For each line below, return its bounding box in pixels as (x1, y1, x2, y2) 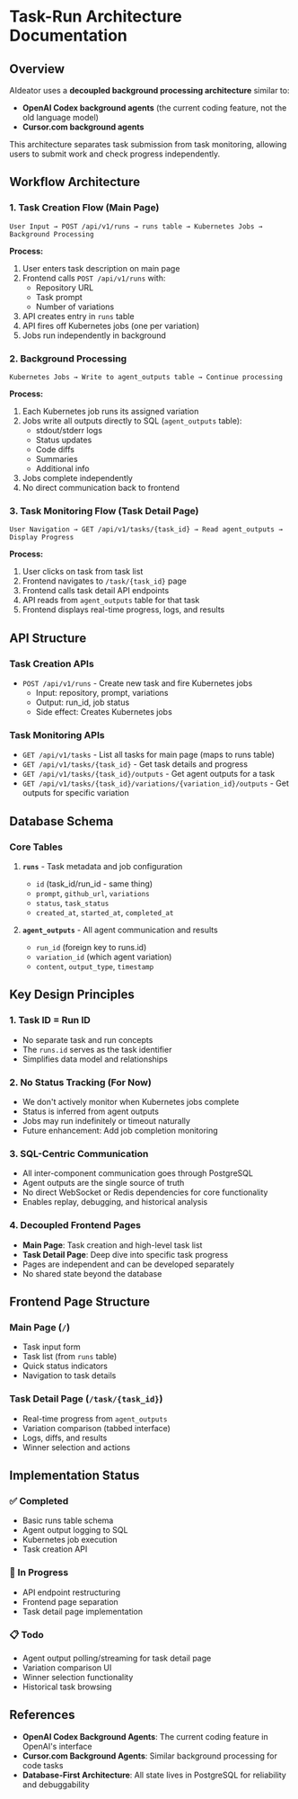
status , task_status (35, 897, 110, 908)
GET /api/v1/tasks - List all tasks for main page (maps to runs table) (22, 749, 276, 761)
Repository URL (35, 281, 94, 293)
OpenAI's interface (22, 1741, 92, 1751)
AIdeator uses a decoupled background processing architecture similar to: (9, 85, 290, 95)
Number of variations (35, 301, 115, 312)
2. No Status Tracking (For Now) (9, 1076, 153, 1089)
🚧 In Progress (9, 1566, 69, 1579)
